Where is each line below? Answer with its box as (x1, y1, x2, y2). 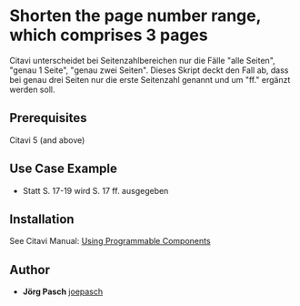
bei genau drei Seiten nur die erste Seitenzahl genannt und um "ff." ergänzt (9, 74, 291, 85)
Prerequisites (9, 110, 87, 126)
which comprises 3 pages (9, 25, 208, 46)
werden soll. (9, 84, 55, 95)
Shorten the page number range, (9, 5, 262, 26)
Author (9, 261, 50, 278)
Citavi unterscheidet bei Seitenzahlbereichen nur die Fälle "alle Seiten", (9, 55, 275, 66)
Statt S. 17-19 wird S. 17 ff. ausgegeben (22, 185, 169, 196)
